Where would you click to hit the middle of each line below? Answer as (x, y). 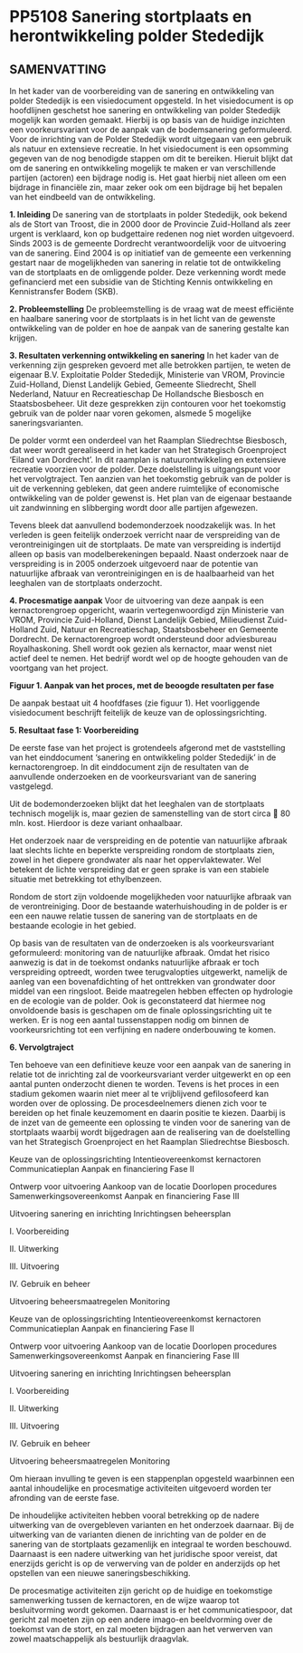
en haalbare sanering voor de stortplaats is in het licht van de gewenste (142, 318)
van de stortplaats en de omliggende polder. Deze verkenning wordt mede (148, 272)
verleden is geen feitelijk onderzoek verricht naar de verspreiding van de (145, 535)
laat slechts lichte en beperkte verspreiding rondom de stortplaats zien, (142, 850)
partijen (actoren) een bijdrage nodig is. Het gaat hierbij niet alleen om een (148, 178)
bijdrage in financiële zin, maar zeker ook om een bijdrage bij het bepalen (146, 187)
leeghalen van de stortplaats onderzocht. (86, 583)
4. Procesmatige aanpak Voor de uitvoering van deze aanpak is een (137, 601)
